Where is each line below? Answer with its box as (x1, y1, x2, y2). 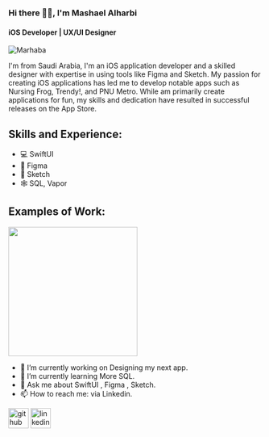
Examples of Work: (8, 205, 106, 219)
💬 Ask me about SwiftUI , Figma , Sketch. (19, 380, 156, 389)
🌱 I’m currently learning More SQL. (19, 371, 135, 380)
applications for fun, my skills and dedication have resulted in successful (8, 95, 250, 105)
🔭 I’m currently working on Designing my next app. (19, 363, 188, 372)
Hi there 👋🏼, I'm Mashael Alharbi (8, 7, 138, 19)
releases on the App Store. (8, 104, 97, 114)
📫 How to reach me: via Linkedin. (19, 389, 133, 398)
